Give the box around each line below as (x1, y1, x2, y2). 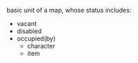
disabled (16, 27, 42, 35)
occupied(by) (16, 34, 56, 43)
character (27, 42, 55, 50)
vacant (16, 20, 37, 27)
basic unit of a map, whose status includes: (6, 6, 132, 14)
